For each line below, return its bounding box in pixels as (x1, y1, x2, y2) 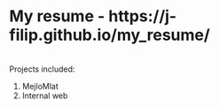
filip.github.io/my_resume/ (9, 25, 210, 45)
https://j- (107, 6, 177, 27)
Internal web (21, 90, 68, 101)
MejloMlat (21, 81, 59, 91)
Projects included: (9, 64, 75, 74)
